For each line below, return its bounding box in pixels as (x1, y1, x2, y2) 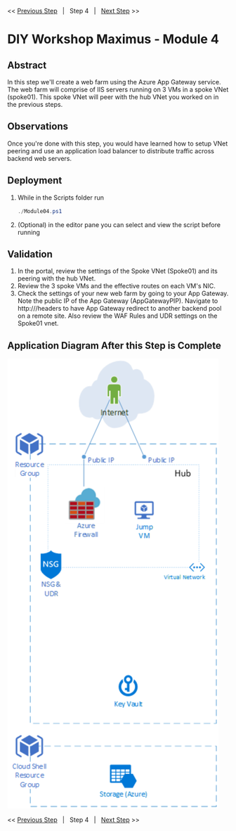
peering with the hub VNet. (17, 274, 96, 283)
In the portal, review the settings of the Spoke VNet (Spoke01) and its (17, 267, 218, 276)
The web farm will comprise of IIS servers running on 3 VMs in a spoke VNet (7, 85, 229, 94)
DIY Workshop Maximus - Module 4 (7, 32, 220, 47)
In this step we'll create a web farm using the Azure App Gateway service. (7, 78, 221, 86)
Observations (7, 120, 69, 133)
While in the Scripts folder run (17, 193, 104, 202)
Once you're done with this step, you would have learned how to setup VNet (7, 139, 228, 148)
